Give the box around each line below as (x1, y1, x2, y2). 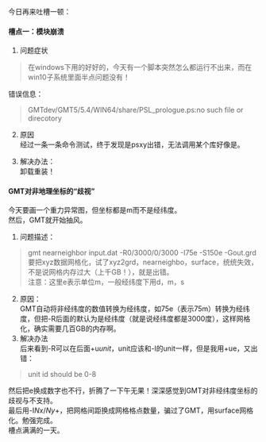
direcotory (27, 113, 62, 123)
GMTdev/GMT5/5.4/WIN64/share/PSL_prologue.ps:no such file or (27, 106, 244, 115)
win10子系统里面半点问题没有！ (27, 72, 130, 82)
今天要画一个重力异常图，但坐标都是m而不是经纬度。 (8, 206, 182, 215)
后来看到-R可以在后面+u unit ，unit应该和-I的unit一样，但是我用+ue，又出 (19, 344, 258, 353)
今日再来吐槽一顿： (8, 7, 71, 16)
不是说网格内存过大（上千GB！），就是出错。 (27, 267, 174, 277)
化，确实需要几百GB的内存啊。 (19, 324, 121, 333)
